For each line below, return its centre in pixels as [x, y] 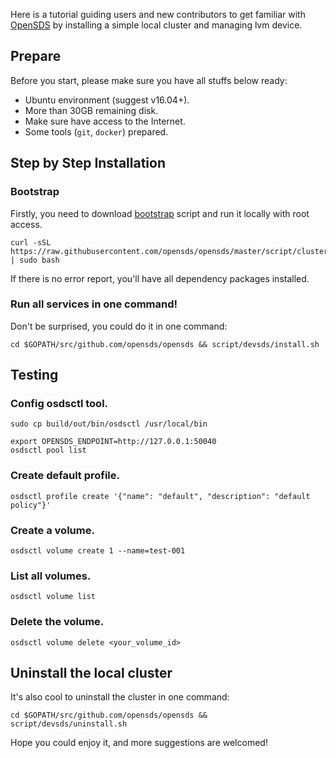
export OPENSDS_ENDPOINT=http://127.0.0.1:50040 [113, 442]
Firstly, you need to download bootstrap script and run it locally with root [160, 213]
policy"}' [31, 505]
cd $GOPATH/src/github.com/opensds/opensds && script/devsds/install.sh [165, 344]
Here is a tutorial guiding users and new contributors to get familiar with [158, 14]
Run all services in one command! [94, 304]
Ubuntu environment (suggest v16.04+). [107, 100]
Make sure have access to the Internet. [105, 121]
